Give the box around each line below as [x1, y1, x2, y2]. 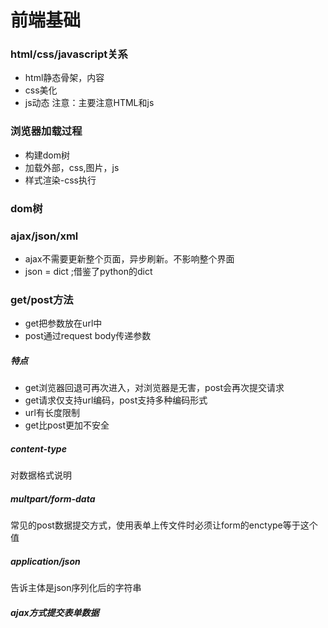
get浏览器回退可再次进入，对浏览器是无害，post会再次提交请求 [24, 382, 285, 394]
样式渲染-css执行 [24, 174, 97, 186]
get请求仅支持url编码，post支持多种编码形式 [24, 394, 208, 406]
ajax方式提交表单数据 [10, 606, 100, 618]
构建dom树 [24, 149, 71, 161]
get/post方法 [10, 292, 74, 306]
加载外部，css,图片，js [24, 161, 120, 173]
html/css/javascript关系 [10, 47, 128, 61]
